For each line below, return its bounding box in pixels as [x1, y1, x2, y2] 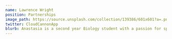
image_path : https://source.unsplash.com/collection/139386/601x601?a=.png [5, 17, 170, 22]
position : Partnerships [5, 12, 56, 17]
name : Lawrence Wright [5, 7, 54, 13]
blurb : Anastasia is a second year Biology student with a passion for [5, 26, 161, 31]
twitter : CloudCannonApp [5, 21, 58, 27]
